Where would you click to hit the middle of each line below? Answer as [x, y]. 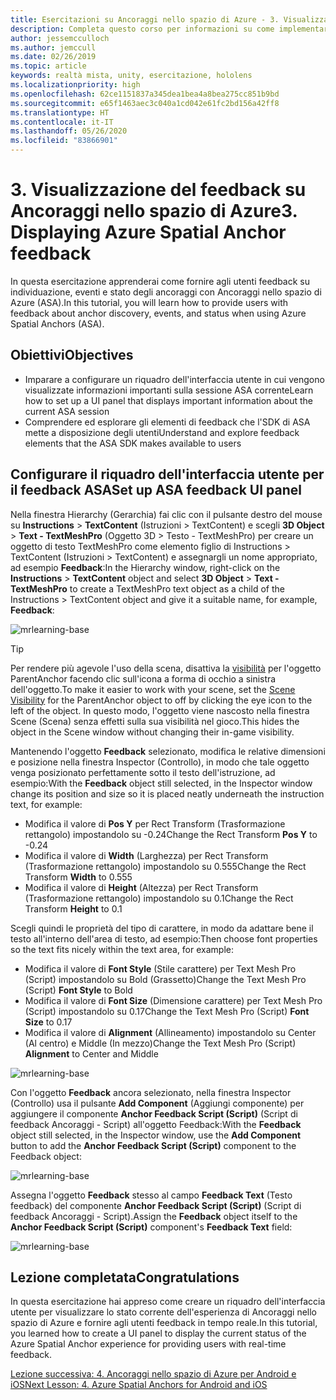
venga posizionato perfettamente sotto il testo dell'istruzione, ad [143, 772]
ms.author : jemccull [53, 47]
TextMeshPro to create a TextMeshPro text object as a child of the [147, 588]
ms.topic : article [48, 66]
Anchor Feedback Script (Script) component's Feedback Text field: [151, 1227]
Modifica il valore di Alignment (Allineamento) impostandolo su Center [170, 1032]
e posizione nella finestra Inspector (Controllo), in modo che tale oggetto [160, 762]
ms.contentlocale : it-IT [62, 122]
